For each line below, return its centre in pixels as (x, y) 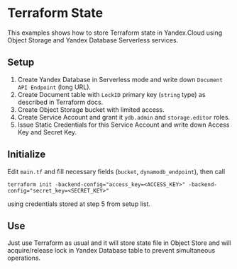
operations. (24, 258)
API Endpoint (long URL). (54, 87)
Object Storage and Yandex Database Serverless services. (93, 40)
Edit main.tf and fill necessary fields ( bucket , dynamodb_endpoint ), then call (116, 171)
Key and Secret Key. (47, 132)
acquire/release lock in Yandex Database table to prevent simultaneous (111, 251)
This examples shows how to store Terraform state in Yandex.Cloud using (115, 33)
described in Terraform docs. (60, 102)
